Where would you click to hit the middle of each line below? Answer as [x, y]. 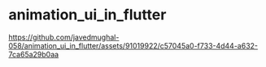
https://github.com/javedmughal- [64, 37]
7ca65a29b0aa [34, 54]
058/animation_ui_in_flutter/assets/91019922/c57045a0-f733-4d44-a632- [133, 45]
